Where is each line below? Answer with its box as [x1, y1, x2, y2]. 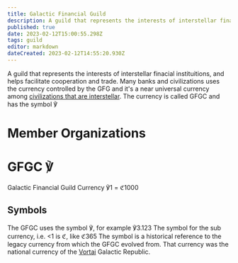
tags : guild [7, 37, 42, 44]
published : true [7, 23, 55, 30]
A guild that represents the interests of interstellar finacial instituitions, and [7, 69, 225, 78]
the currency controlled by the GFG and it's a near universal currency [7, 84, 210, 93]
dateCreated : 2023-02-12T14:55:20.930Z [7, 50, 125, 57]
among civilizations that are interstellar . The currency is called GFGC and [7, 91, 220, 100]
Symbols [7, 204, 47, 216]
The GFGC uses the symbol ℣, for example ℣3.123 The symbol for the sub [7, 223, 222, 232]
